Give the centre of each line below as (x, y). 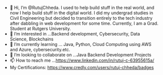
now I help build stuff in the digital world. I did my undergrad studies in (81, 13)
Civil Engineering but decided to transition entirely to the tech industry (81, 18)
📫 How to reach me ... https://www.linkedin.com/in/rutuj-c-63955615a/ (82, 60)
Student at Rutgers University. (40, 29)
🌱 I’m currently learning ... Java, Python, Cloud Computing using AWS (81, 44)
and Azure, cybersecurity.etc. (40, 50)
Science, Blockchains (32, 39)
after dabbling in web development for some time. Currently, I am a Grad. (84, 23)
